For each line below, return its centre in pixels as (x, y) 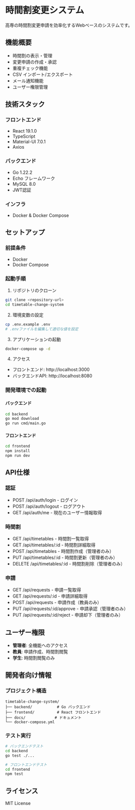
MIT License (18, 803)
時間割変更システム (45, 10)
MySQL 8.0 (24, 184)
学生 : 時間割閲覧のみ (34, 658)
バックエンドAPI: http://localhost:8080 (52, 376)
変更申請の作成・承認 (34, 62)
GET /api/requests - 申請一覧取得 (47, 590)
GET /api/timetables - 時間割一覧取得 (51, 538)
